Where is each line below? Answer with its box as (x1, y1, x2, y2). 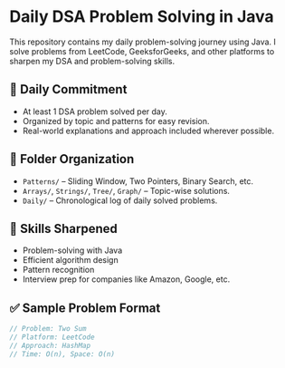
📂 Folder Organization (9, 151, 135, 167)
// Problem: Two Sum (9, 324, 88, 334)
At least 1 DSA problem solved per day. (22, 106, 167, 117)
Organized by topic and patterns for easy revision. (22, 115, 210, 126)
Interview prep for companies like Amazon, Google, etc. (22, 274, 231, 285)
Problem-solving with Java (22, 245, 123, 256)
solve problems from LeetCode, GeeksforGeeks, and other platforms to (9, 45, 275, 56)
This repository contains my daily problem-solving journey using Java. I (9, 36, 276, 47)
